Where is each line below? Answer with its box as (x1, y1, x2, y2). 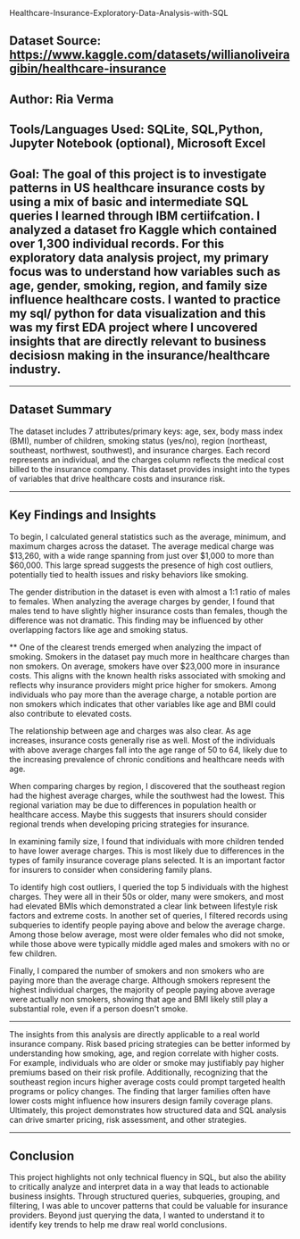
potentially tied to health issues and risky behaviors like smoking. (9, 569, 249, 579)
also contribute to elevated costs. (9, 708, 132, 719)
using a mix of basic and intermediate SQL (9, 194, 249, 209)
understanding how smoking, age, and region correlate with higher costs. (9, 1048, 279, 1059)
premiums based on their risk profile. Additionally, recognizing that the (9, 1067, 268, 1077)
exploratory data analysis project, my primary (9, 250, 270, 265)
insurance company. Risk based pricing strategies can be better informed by (9, 1038, 291, 1049)
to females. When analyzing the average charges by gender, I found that (9, 595, 275, 606)
